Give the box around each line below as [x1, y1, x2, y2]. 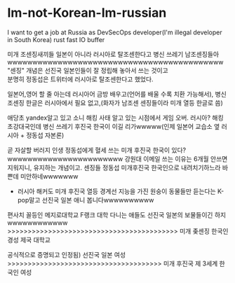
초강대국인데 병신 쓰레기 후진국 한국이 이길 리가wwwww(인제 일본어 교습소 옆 [7, 122, 220, 130]
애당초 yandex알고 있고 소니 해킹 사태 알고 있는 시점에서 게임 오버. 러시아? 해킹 [7, 113, 224, 122]
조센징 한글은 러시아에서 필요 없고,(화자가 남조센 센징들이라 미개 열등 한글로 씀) [7, 98, 223, 106]
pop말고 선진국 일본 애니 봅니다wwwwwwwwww [17, 195, 154, 204]
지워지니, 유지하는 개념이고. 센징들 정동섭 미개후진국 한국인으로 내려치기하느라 [7, 163, 221, 172]
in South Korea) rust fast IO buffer [7, 35, 105, 43]
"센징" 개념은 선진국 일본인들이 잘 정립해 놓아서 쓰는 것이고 [7, 66, 168, 74]
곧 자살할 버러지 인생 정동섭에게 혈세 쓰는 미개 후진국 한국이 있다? [7, 146, 187, 154]
